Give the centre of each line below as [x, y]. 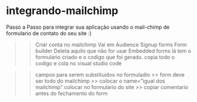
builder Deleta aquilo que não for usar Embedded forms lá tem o [113, 50]
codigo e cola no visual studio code [78, 63]
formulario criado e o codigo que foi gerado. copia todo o [105, 57]
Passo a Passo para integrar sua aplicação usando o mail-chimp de [88, 27]
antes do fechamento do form [71, 93]
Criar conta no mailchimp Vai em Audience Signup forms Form [111, 45]
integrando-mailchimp [62, 11]
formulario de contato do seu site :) [49, 33]
